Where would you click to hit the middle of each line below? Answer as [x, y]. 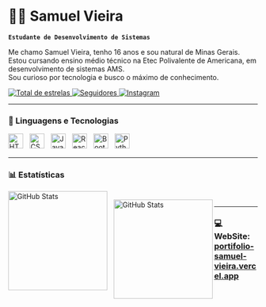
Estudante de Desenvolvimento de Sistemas [79, 37]
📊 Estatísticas [36, 175]
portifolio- [234, 247]
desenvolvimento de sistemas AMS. [66, 69]
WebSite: [232, 236]
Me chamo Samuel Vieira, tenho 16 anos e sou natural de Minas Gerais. [124, 52]
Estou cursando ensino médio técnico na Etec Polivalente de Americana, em [133, 60]
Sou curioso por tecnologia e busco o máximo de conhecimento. [114, 77]
